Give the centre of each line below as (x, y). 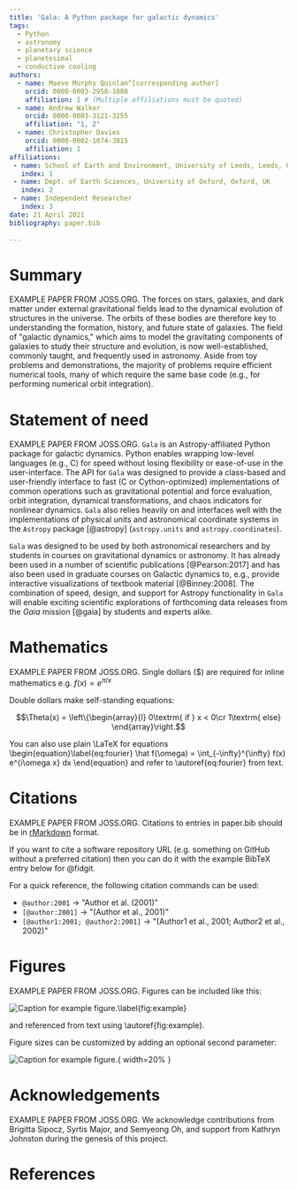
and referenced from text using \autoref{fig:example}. (107, 1025)
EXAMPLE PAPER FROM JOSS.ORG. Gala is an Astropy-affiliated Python (140, 444)
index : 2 (37, 190)
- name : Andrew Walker (59, 108)
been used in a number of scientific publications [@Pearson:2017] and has (145, 565)
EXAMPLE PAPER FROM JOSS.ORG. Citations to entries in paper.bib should (146, 823)
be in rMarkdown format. (54, 832)
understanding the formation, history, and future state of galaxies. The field (146, 327)
